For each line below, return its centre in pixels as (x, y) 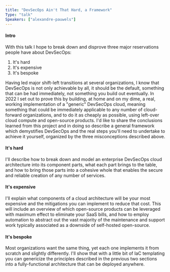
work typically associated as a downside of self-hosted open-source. (78, 225)
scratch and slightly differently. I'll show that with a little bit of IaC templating (85, 253)
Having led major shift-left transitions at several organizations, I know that (82, 83)
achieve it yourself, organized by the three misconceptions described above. (85, 136)
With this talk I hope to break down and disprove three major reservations (82, 47)
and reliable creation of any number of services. (55, 175)
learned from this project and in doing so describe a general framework (80, 126)
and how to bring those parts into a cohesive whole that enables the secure (84, 170)
